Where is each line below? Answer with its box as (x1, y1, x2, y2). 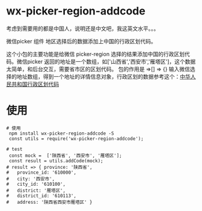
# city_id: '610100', (6, 181, 66, 187)
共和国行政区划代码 (11, 80, 59, 88)
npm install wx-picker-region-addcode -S (8, 130, 114, 136)
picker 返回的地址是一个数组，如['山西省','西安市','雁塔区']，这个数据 (26, 58, 196, 65)
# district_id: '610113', (6, 192, 77, 199)
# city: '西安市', (6, 176, 55, 182)
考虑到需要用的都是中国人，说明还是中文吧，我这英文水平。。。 (6, 25, 159, 32)
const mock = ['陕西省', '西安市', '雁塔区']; (8, 152, 122, 159)
